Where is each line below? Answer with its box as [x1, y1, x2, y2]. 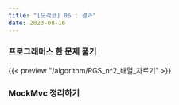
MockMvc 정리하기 [8, 88, 80, 99]
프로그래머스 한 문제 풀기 [8, 47, 97, 58]
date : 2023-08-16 [8, 19, 66, 27]
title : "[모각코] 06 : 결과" [8, 11, 97, 20]
